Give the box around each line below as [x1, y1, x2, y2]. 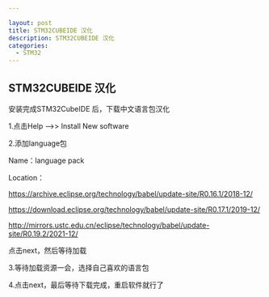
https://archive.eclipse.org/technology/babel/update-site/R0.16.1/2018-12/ [8, 189, 253, 198]
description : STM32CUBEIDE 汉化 [8, 34, 115, 42]
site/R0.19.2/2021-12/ [8, 228, 78, 239]
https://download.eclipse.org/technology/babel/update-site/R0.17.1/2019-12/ [8, 204, 261, 214]
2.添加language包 [8, 138, 67, 148]
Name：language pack [8, 155, 85, 165]
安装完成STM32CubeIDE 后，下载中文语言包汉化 [8, 104, 170, 113]
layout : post [8, 19, 53, 27]
